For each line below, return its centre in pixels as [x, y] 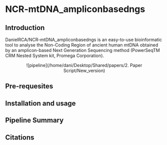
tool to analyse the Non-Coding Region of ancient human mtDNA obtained [82, 45]
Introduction [25, 28]
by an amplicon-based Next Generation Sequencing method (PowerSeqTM [83, 50]
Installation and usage [41, 103]
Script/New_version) [84, 70]
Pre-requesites [29, 86]
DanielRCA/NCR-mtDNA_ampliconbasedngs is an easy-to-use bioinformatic [83, 39]
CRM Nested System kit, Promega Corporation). [55, 55]
